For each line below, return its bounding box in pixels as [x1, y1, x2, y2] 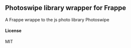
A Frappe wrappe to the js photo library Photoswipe [5, 16, 109, 22]
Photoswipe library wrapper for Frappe [5, 4, 127, 12]
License [5, 28, 22, 33]
